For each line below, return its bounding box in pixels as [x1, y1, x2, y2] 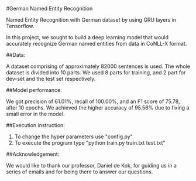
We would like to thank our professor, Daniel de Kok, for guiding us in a [6, 162, 177, 169]
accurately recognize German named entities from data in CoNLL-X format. [6, 40, 187, 47]
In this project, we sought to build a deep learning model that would [6, 34, 169, 40]
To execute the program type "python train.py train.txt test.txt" [14, 139, 166, 146]
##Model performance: [6, 87, 63, 93]
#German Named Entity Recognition [6, 5, 93, 12]
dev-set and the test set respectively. [6, 76, 96, 82]
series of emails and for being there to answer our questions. [6, 168, 153, 175]
